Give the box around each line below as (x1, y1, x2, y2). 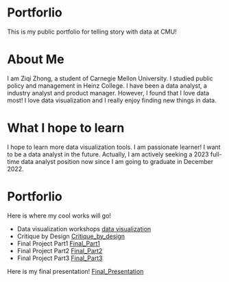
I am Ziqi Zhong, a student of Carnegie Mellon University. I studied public (7, 74, 214, 82)
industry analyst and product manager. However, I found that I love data (7, 89, 210, 97)
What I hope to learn (7, 120, 125, 136)
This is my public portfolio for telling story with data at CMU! (7, 27, 177, 36)
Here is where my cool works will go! (7, 211, 112, 220)
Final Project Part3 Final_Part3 (16, 254, 103, 262)
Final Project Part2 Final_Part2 (16, 246, 103, 255)
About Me (7, 51, 64, 67)
